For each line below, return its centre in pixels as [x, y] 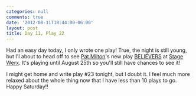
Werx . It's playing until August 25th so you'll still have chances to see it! [93, 63]
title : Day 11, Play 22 [35, 34]
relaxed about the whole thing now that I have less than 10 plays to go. [92, 81]
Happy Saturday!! [27, 87]
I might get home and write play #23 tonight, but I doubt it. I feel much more [98, 74]
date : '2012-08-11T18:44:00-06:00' [50, 22]
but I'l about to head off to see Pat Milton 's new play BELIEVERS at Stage [95, 57]
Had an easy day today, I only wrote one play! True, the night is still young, [97, 50]
